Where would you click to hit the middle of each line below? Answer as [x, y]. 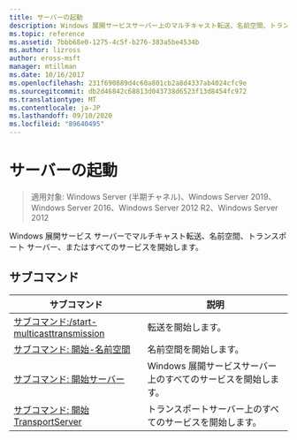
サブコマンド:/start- [55, 322]
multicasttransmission [59, 333]
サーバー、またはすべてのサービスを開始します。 [114, 247]
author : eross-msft [45, 58]
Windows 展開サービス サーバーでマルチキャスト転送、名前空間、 [129, 236]
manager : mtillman [43, 67]
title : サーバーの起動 [46, 17]
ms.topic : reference [47, 34]
